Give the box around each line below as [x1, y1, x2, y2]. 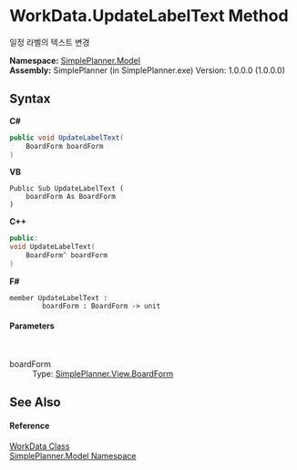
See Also [9, 394, 61, 411]
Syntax [9, 91, 51, 107]
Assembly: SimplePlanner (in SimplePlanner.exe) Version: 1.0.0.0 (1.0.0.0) [9, 65, 285, 76]
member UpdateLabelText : [9, 293, 108, 302]
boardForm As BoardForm [26, 193, 117, 202]
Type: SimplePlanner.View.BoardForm [32, 369, 174, 380]
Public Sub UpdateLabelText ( [9, 184, 125, 193]
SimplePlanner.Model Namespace [9, 450, 137, 461]
